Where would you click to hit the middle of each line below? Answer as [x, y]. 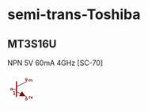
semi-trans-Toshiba [74, 15]
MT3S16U [32, 44]
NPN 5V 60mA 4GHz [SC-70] [55, 63]
